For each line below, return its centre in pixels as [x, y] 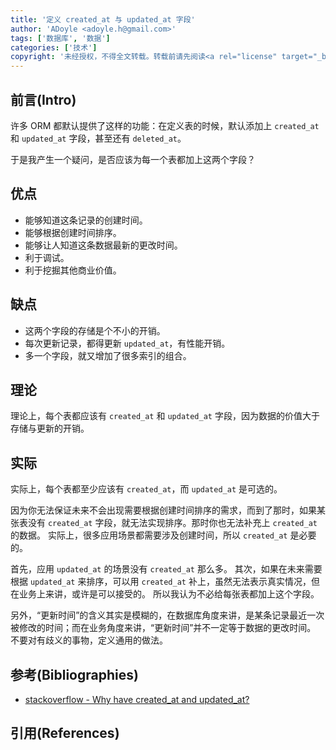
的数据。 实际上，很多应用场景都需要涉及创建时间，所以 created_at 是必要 [163, 535]
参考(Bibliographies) [74, 674]
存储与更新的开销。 [50, 428]
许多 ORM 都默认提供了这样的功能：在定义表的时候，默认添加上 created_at [165, 125]
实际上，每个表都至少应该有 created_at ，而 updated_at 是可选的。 [146, 489]
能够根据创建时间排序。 [73, 232]
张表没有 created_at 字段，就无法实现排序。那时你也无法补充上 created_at [164, 523]
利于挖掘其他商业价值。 [73, 270]
